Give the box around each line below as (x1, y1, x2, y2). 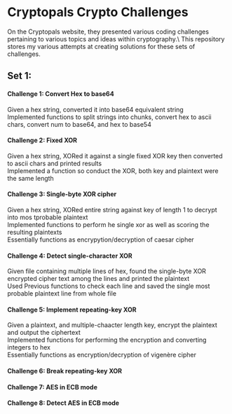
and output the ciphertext (7, 329, 81, 337)
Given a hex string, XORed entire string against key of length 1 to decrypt (7, 205, 217, 214)
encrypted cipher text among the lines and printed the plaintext (7, 275, 190, 283)
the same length (7, 174, 54, 182)
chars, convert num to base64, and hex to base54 (7, 120, 152, 128)
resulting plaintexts (7, 228, 62, 236)
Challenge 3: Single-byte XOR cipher (7, 190, 117, 198)
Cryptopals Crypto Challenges (7, 4, 189, 20)
